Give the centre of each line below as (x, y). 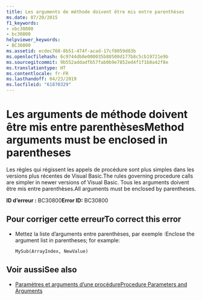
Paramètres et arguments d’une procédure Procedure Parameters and (101, 284)
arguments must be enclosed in (87, 140)
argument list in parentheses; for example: (68, 240)
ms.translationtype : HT (36, 68)
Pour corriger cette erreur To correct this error (94, 220)
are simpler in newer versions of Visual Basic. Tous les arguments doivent (98, 182)
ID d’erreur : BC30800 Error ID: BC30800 (57, 200)
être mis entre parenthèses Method (95, 127)
